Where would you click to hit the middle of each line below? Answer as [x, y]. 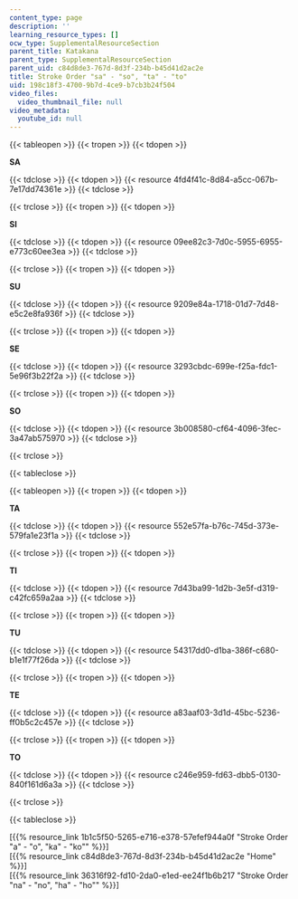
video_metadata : [40, 110]
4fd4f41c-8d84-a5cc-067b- [225, 180]
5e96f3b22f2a [36, 376]
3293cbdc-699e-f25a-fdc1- [225, 367]
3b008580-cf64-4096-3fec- [227, 429]
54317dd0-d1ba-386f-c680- [226, 650]
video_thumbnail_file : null [70, 102]
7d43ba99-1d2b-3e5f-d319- [226, 588]
